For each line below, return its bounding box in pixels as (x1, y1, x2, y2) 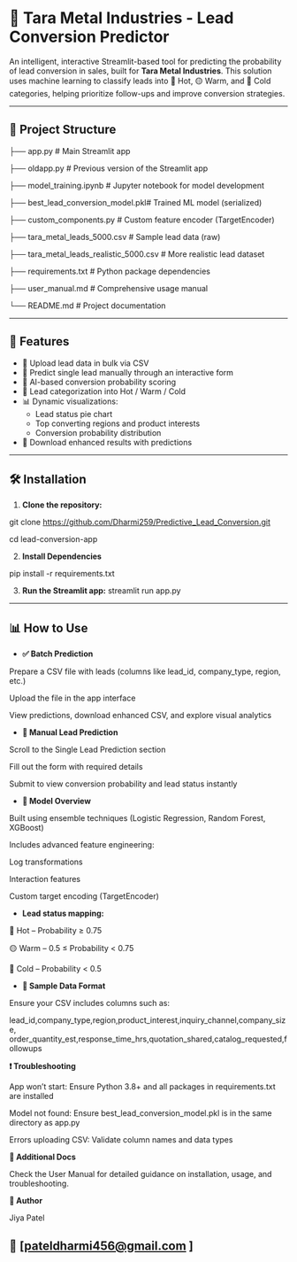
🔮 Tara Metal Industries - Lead (9, 8, 234, 28)
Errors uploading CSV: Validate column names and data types (9, 1134, 233, 1145)
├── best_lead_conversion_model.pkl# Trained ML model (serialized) (9, 197, 263, 207)
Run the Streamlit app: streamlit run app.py (21, 585, 181, 596)
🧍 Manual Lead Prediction (21, 727, 118, 738)
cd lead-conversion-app (9, 534, 98, 545)
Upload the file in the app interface (9, 693, 136, 703)
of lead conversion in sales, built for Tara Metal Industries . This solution (9, 66, 272, 76)
